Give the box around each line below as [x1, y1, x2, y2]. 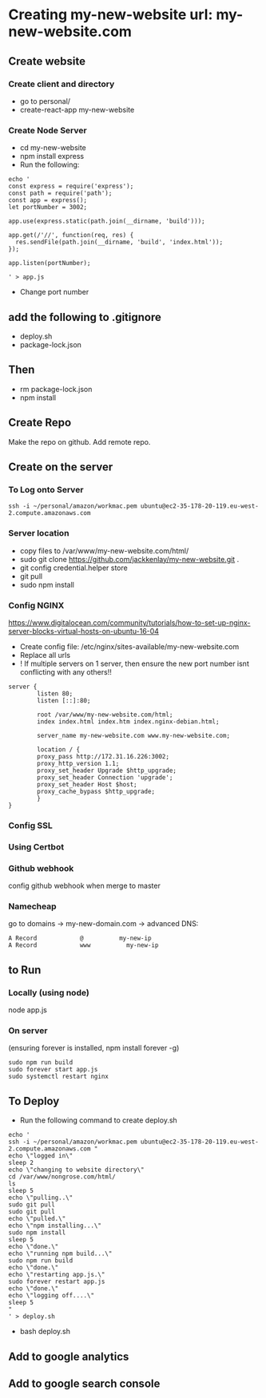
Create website [8, 54, 86, 68]
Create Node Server [8, 125, 87, 136]
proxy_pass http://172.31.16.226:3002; [37, 752, 170, 760]
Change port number [19, 287, 89, 297]
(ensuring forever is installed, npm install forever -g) [8, 1044, 180, 1053]
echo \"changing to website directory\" [8, 1166, 145, 1174]
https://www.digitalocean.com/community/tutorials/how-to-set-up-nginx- [8, 617, 251, 628]
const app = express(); [8, 196, 88, 204]
